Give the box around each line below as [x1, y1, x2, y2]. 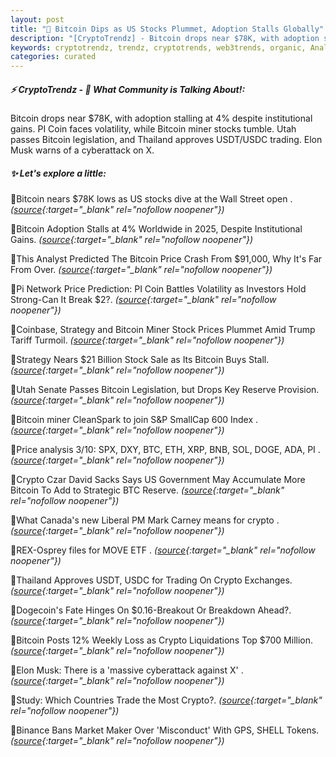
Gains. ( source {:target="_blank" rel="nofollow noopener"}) [10, 234, 254, 246]
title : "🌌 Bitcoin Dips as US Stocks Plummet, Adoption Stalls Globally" [10, 24, 325, 34]
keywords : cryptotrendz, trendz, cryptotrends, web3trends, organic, [10, 42, 307, 53]
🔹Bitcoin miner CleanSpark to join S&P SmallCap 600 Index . [10, 414, 259, 426]
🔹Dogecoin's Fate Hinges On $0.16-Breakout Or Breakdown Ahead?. [10, 604, 292, 616]
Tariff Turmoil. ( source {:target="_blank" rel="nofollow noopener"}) [10, 334, 285, 346]
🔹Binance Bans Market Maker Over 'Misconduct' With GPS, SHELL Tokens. [10, 724, 320, 736]
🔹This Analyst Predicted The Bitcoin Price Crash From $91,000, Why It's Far [10, 253, 323, 265]
